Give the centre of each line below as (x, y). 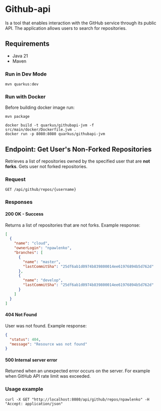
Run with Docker (26, 96)
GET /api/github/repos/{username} (41, 190)
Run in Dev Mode (26, 74)
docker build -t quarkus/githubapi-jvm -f (50, 125)
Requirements (27, 44)
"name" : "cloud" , (32, 244)
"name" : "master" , (42, 262)
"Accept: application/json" (34, 404)
